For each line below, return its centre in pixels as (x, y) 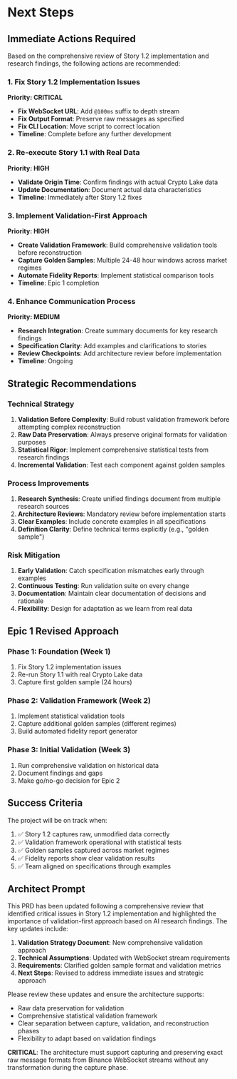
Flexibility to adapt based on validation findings (87, 1038)
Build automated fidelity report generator (78, 731)
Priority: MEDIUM (34, 317)
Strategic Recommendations (72, 384)
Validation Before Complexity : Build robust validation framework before (123, 419)
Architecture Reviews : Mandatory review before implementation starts (122, 514)
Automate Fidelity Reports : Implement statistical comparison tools (116, 275)
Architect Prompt (46, 889)
